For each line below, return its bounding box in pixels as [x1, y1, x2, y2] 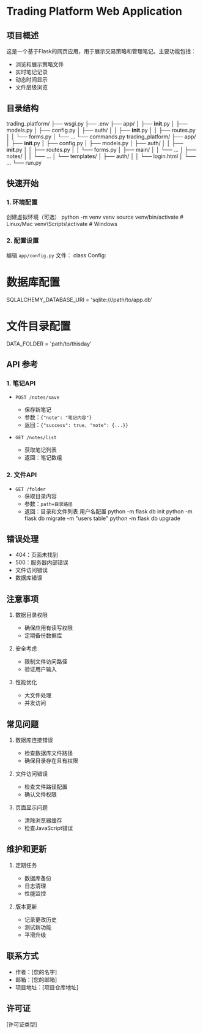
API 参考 [6, 360, 39, 370]
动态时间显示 [15, 76, 48, 83]
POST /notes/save [15, 394, 60, 401]
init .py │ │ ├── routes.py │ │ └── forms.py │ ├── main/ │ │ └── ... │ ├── [6, 146, 197, 153]
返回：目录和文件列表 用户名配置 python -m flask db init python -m [24, 507, 193, 515]
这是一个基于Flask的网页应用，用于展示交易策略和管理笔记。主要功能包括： [6, 48, 197, 55]
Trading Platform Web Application [6, 4, 182, 18]
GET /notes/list [15, 435, 57, 441]
